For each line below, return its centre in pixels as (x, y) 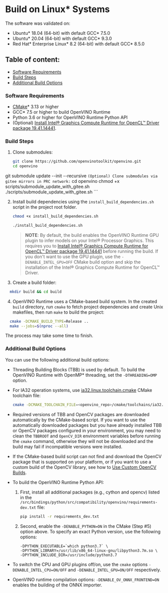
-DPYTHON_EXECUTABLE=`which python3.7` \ (64, 546)
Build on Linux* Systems (58, 9)
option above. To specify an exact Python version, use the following (90, 531)
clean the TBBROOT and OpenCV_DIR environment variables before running (87, 436)
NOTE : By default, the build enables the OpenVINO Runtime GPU (92, 235)
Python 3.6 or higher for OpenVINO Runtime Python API (70, 118)
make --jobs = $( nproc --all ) (39, 326)
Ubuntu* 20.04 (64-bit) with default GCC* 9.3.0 (62, 38)
